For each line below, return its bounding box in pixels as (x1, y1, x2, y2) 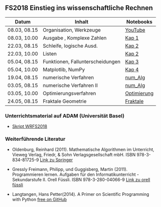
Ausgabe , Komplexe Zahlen (43, 34, 107, 41)
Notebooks (126, 18, 153, 25)
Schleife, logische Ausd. (43, 42, 98, 49)
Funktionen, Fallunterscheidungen (43, 58, 121, 65)
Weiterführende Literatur (5, 136, 66, 143)
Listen (43, 50, 57, 57)
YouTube (125, 26, 145, 33)
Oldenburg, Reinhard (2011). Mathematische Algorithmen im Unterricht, (12, 147, 155, 152)
